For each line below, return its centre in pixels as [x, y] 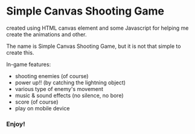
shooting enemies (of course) [52, 76]
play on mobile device [42, 108]
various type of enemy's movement [59, 89]
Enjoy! [16, 124]
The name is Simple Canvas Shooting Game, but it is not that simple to [94, 46]
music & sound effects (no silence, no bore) [69, 95]
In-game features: [29, 64]
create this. [20, 52]
